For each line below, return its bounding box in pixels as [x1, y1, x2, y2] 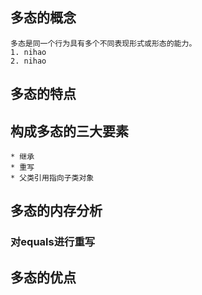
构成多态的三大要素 [10, 123, 129, 140]
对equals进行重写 [10, 235, 96, 249]
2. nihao [10, 56, 47, 66]
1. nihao [10, 47, 47, 57]
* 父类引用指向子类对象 [10, 173, 95, 183]
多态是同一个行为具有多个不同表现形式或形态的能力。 [10, 38, 197, 48]
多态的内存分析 [10, 203, 103, 220]
